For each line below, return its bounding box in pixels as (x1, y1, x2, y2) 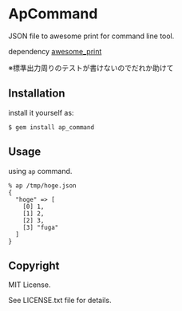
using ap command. (8, 166, 73, 175)
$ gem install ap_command (8, 123, 94, 132)
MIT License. (8, 280, 51, 289)
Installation (8, 87, 65, 100)
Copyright (8, 258, 60, 272)
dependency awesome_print (8, 46, 102, 56)
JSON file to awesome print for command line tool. (8, 31, 175, 41)
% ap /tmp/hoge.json (8, 181, 77, 190)
